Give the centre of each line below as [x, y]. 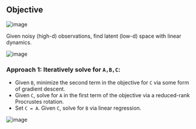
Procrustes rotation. [39, 102]
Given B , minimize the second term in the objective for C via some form [102, 83]
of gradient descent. [40, 89]
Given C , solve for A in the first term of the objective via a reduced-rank [102, 95]
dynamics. [19, 42]
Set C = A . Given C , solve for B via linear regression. [78, 108]
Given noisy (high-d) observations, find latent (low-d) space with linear [94, 36]
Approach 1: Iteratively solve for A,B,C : [64, 70]
